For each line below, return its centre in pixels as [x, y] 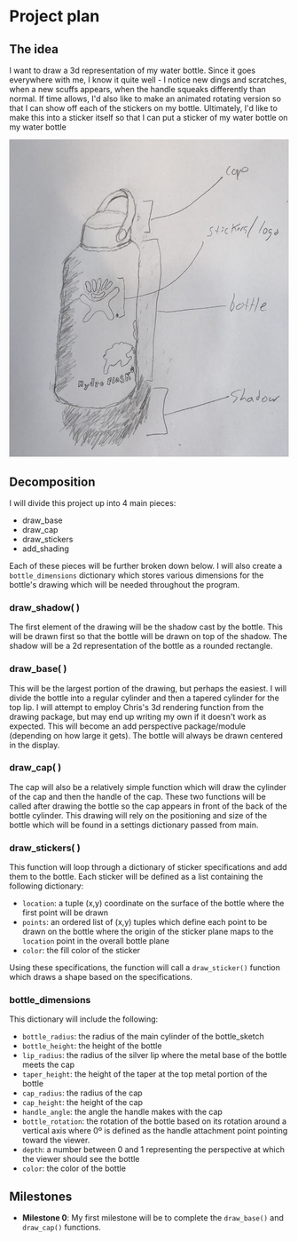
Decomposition [52, 482]
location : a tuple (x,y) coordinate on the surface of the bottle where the [153, 904]
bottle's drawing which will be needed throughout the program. [125, 584]
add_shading [45, 549]
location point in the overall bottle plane [96, 941]
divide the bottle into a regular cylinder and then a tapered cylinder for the [144, 698]
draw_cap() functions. [62, 1228]
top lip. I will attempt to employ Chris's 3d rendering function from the [137, 707]
